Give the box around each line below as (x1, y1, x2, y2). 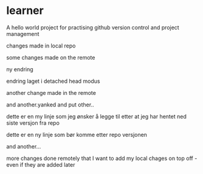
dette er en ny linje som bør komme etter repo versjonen (6, 131, 148, 138)
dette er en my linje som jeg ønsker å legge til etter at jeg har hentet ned (6, 113, 187, 120)
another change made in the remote (6, 89, 96, 96)
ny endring (6, 65, 33, 73)
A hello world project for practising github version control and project (6, 24, 179, 31)
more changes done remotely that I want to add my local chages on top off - (6, 155, 198, 162)
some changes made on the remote (6, 54, 95, 61)
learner (6, 4, 44, 18)
